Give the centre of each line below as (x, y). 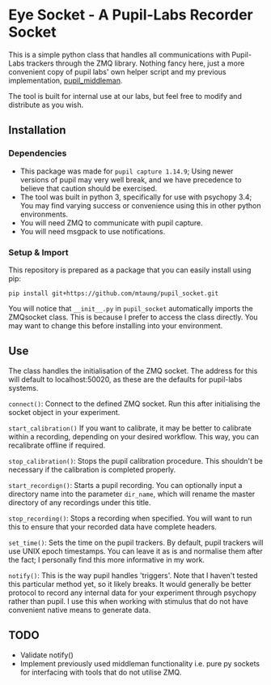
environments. (44, 214)
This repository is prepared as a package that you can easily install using (130, 270)
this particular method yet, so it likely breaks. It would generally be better (130, 584)
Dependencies (38, 153)
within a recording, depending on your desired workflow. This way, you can (134, 436)
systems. (23, 387)
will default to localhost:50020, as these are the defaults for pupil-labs (125, 379)
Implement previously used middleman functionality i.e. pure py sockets (140, 663)
